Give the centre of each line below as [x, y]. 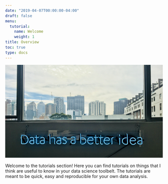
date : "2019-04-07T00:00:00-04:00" [42, 10]
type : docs [16, 52]
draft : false [19, 16]
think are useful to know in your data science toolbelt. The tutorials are [78, 171]
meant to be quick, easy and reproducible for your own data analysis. [77, 177]
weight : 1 [24, 37]
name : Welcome [29, 32]
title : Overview [22, 42]
